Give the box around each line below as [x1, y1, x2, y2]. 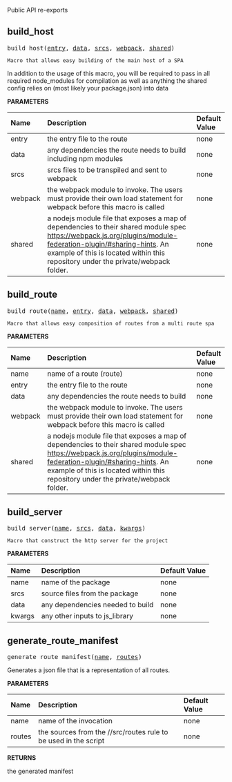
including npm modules [47, 153, 123, 163]
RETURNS [7, 754, 37, 762]
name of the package [41, 578, 110, 587]
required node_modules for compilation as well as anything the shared [7, 76, 207, 85]
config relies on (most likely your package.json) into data [7, 84, 169, 92]
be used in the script [37, 736, 105, 745]
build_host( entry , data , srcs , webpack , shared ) [7, 44, 175, 52]
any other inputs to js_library [41, 611, 133, 621]
